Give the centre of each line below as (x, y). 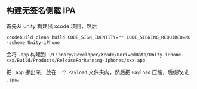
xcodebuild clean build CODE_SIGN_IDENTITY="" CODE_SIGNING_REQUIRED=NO (98, 37)
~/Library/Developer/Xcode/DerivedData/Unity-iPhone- (116, 55)
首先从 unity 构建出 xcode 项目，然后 (52, 26)
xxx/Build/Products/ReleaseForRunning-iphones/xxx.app (76, 60)
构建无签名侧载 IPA (41, 11)
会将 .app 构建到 (26, 54)
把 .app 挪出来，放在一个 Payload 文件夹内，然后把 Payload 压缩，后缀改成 (98, 72)
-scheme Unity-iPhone (33, 42)
